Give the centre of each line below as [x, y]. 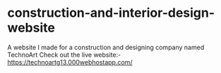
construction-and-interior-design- [111, 13]
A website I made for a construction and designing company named [106, 47]
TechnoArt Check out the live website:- [64, 55]
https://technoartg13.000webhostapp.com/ [70, 62]
